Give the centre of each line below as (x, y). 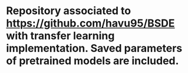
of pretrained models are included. (93, 61)
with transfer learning (60, 36)
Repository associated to (69, 11)
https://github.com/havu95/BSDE (90, 23)
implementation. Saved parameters (94, 49)
